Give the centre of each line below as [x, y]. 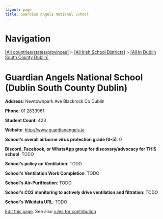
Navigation [28, 39]
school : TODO [20, 154]
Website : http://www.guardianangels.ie [45, 130]
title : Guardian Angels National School [47, 14]
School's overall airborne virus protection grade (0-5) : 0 [64, 140]
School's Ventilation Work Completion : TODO [52, 173]
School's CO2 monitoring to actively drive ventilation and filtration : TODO [81, 192]
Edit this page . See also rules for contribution [51, 212]
